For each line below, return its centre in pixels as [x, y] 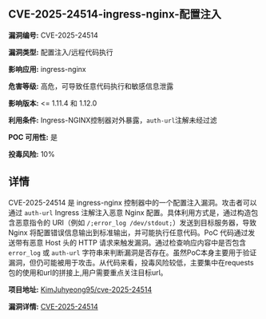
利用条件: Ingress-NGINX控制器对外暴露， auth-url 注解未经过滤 [113, 120]
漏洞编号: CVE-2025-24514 [53, 35]
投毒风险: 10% [32, 154]
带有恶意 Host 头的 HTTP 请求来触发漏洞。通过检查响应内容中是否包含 [130, 242]
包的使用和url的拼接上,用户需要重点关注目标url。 [88, 272]
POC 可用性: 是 [33, 137]
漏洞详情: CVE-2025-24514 [53, 306]
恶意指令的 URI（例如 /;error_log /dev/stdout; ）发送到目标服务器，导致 [136, 222]
